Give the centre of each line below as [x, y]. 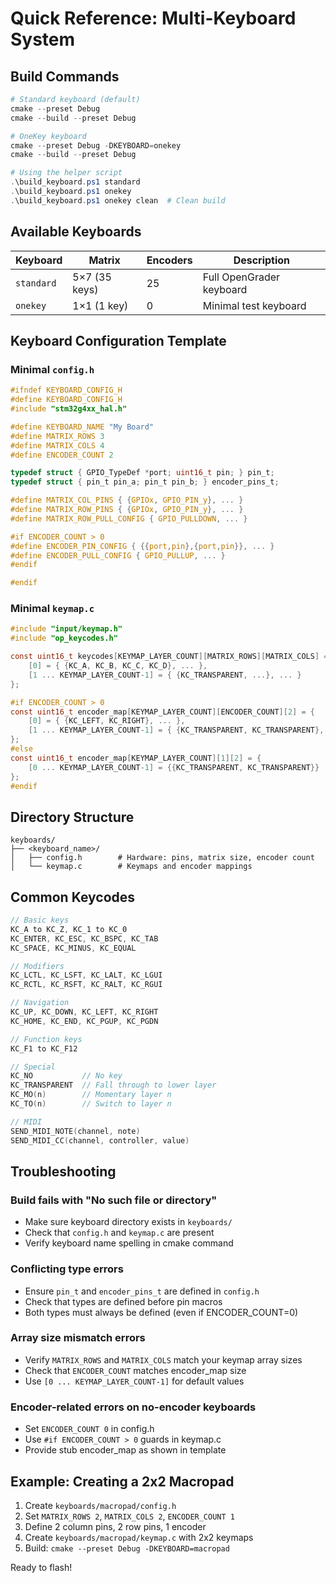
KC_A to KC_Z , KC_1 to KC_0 [69, 929]
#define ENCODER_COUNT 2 [62, 455]
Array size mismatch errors [78, 1338]
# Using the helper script [66, 173]
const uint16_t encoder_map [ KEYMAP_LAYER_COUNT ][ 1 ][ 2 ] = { [136, 758]
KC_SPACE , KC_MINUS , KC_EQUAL [73, 948]
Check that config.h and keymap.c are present [119, 1233]
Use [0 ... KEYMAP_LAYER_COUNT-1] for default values [134, 1381]
